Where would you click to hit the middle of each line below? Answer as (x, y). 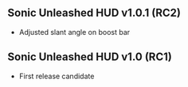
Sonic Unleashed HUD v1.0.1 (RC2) (94, 13)
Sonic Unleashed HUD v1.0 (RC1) (90, 57)
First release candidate (57, 76)
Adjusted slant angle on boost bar (74, 32)
